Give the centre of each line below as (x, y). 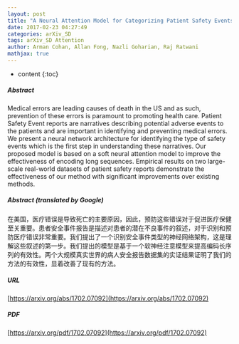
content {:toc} (38, 74)
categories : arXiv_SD (39, 34)
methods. (21, 184)
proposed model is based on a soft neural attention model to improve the (114, 153)
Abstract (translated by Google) (56, 200)
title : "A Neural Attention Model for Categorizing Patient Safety (110, 21)
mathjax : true (28, 54)
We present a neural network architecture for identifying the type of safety (117, 138)
